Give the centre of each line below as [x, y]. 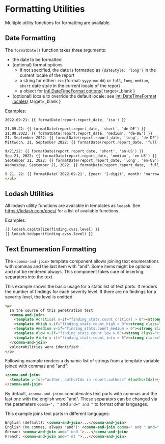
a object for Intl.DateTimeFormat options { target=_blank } [77, 91]
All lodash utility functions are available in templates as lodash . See [73, 206]
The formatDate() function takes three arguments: [56, 50]
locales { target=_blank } [37, 101]
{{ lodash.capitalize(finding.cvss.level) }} [52, 230]
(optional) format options [37, 64]
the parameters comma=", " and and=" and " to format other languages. [77, 404]
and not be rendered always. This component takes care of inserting [74, 271]
